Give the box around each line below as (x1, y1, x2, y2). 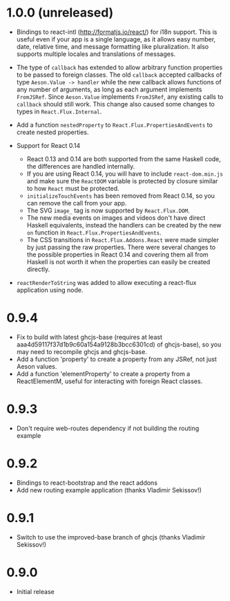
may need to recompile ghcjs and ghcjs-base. (16, 347, 148, 355)
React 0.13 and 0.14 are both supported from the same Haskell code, (26, 154, 222, 163)
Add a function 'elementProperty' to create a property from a (16, 369, 191, 378)
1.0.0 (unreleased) (6, 5, 114, 21)
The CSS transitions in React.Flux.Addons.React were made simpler (26, 235, 219, 243)
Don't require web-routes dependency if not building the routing (16, 424, 200, 432)
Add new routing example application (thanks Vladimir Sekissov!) (16, 486, 202, 494)
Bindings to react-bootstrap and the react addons (16, 479, 158, 487)
